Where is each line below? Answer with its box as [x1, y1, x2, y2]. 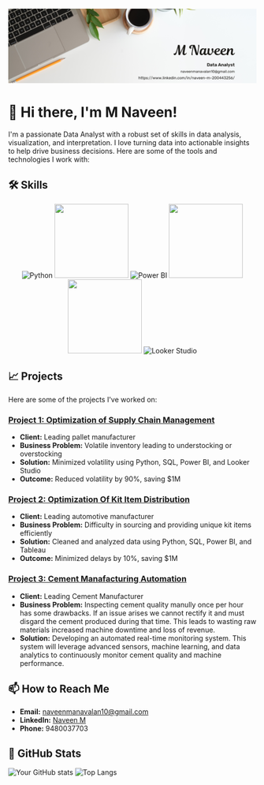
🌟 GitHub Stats [8, 746, 81, 760]
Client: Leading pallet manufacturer [19, 432, 136, 442]
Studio [19, 465, 41, 475]
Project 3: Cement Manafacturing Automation [8, 574, 187, 585]
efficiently [19, 529, 53, 538]
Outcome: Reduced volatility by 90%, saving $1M [19, 474, 181, 484]
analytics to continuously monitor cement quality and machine [19, 650, 222, 660]
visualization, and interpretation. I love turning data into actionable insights [8, 138, 250, 148]
